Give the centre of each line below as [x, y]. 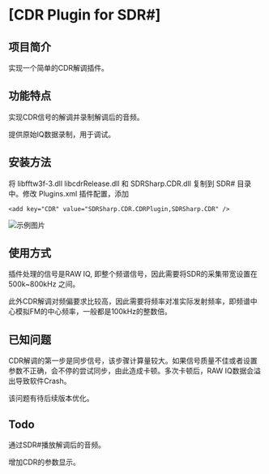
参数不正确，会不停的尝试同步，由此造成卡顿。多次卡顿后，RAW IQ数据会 [131, 371]
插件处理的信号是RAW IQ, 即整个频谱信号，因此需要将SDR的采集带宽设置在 [133, 274]
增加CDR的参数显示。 [45, 462]
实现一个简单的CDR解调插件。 [59, 68]
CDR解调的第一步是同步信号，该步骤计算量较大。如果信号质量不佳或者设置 [133, 361]
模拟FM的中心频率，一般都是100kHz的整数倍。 [94, 312]
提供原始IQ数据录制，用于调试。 [62, 134]
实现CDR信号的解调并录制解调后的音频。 [76, 117]
